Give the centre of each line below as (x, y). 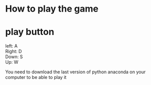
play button (30, 32)
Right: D (13, 52)
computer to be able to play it (36, 77)
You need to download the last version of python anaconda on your (75, 72)
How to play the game (52, 9)
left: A (11, 46)
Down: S (14, 57)
